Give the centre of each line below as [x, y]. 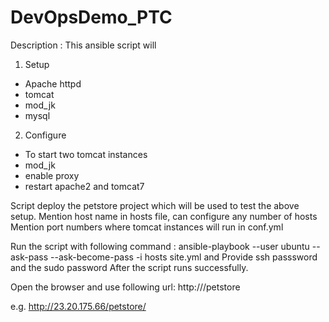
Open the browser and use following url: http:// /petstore [125, 287]
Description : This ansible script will [83, 45]
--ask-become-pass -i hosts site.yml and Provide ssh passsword [184, 257]
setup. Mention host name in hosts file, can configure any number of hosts [164, 216]
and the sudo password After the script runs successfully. [129, 267]
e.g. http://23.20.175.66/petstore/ [78, 306]
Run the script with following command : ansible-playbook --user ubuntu [160, 246]
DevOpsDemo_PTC [91, 17]
